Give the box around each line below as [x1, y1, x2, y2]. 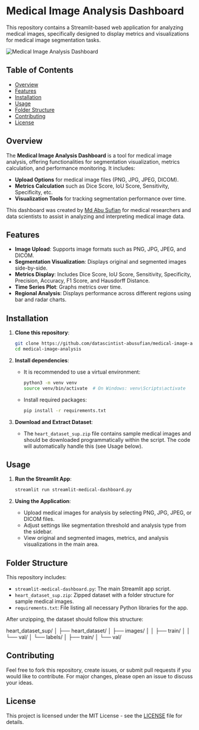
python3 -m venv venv [23, 380, 77, 385]
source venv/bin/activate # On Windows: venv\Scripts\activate [23, 385, 186, 391]
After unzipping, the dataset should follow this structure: [6, 616, 144, 623]
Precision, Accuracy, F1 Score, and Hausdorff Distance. [14, 277, 150, 285]
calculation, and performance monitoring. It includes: [6, 165, 136, 172]
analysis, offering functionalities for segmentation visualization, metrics [6, 158, 180, 165]
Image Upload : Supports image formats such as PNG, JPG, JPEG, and [14, 245, 187, 253]
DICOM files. [23, 516, 55, 523]
